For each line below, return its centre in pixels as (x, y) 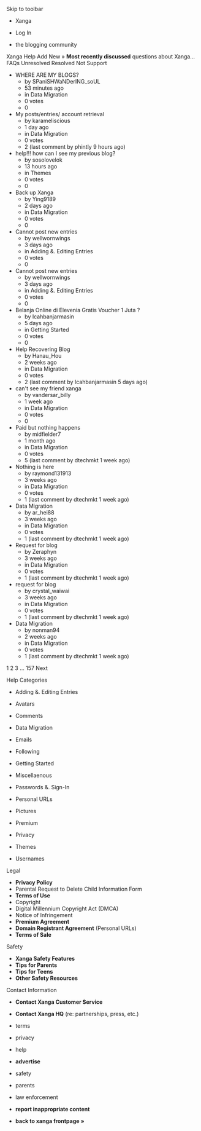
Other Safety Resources (47, 978)
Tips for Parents (36, 965)
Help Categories (27, 680)
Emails (24, 739)
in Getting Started (47, 329)
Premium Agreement (42, 922)
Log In (23, 33)
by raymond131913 (48, 473)
